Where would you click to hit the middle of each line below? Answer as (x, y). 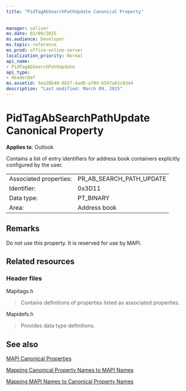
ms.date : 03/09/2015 (32, 34)
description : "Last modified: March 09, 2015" (64, 89)
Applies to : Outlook (30, 147)
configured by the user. (35, 165)
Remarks (23, 229)
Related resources (40, 262)
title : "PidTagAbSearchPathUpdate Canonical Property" (75, 12)
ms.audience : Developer (35, 39)
